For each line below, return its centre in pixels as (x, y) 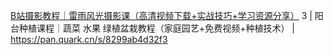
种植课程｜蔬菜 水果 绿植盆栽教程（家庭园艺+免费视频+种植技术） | (156, 28)
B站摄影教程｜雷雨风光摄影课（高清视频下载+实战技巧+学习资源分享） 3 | (161, 15)
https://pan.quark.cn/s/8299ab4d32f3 (89, 39)
